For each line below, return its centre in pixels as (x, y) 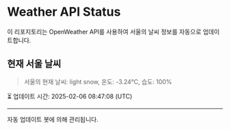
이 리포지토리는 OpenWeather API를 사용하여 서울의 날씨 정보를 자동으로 (104, 31)
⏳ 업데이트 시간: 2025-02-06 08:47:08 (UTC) (70, 96)
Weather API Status (64, 12)
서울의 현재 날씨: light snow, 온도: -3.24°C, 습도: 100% (98, 81)
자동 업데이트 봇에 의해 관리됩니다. (53, 119)
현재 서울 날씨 (34, 64)
